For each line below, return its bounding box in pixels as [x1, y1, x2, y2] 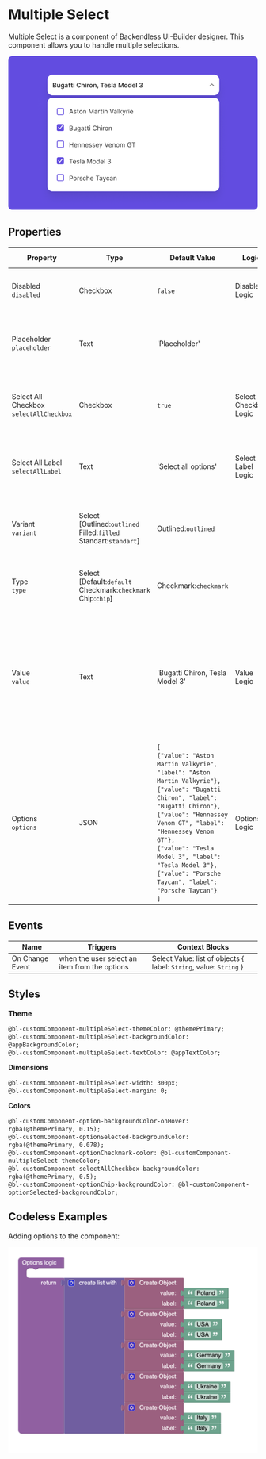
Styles [8, 988, 41, 1001]
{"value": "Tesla [157, 845, 215, 853]
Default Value [169, 252, 216, 263]
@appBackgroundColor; [8, 1041, 80, 1049]
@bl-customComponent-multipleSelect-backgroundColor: [8, 1033, 190, 1041]
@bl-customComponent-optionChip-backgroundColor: [8, 1181, 176, 1188]
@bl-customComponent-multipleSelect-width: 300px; [8, 1079, 179, 1087]
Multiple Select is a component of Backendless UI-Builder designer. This [8, 32, 245, 41]
